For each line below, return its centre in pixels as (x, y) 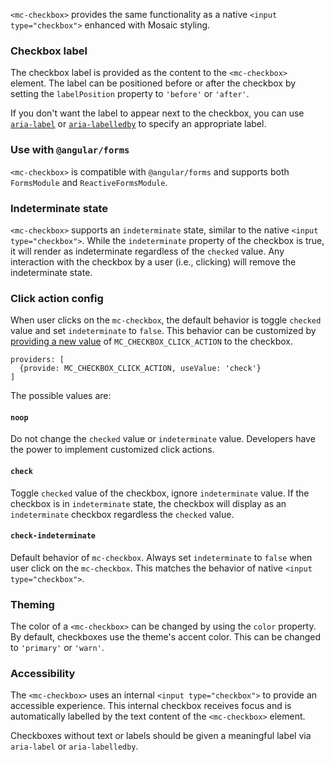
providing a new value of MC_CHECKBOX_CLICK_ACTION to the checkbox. (152, 341)
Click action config (57, 298)
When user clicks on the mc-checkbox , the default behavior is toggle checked (166, 320)
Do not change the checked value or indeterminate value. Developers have (163, 439)
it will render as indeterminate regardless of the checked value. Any (147, 251)
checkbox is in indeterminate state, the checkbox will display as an (148, 503)
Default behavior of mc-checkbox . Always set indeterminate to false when (161, 557)
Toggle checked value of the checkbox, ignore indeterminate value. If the (160, 493)
